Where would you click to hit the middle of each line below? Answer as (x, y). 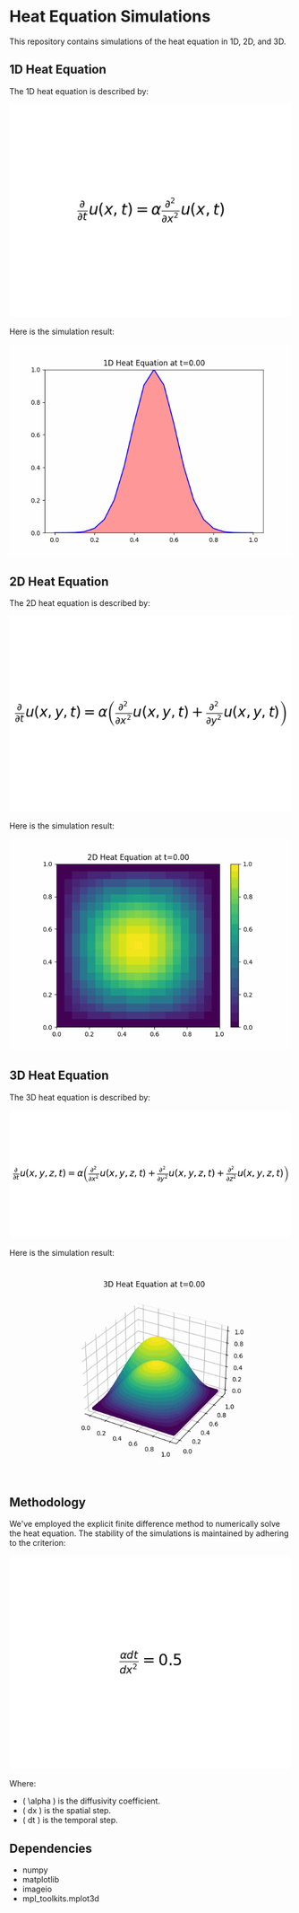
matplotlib (41, 1879)
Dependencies (51, 1848)
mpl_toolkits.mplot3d (61, 1898)
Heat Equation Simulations (110, 17)
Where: (23, 1784)
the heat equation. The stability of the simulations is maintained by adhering (149, 1533)
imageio (37, 1889)
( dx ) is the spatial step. (67, 1811)
